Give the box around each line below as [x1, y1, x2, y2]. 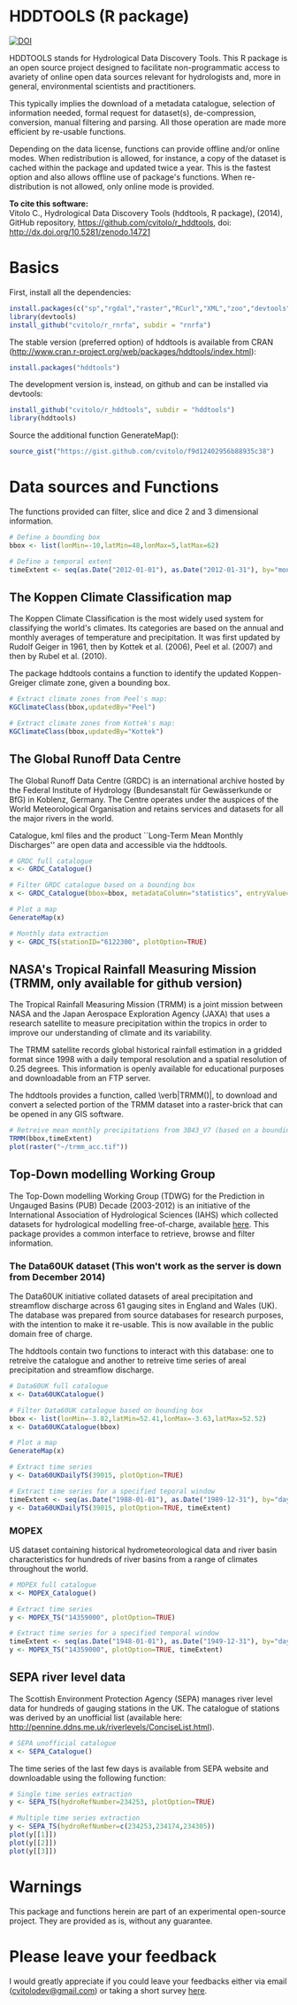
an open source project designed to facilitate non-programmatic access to [9, 62, 280, 73]
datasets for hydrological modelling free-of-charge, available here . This [9, 1218, 270, 1229]
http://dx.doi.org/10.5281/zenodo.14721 [9, 226, 151, 237]
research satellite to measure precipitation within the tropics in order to [9, 1018, 268, 1029]
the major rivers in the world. [9, 812, 114, 823]
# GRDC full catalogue [9, 857, 93, 866]
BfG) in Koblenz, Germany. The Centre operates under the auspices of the [9, 794, 279, 804]
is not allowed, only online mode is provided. [52, 181, 215, 191]
